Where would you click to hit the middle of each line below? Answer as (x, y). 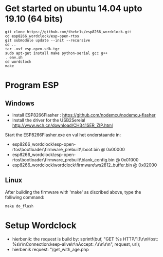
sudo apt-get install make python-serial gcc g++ (56, 53)
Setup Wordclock (41, 225)
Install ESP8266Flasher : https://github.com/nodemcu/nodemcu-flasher (84, 115)
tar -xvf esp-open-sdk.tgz (32, 49)
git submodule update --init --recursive (48, 40)
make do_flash (19, 206)
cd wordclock (18, 61)
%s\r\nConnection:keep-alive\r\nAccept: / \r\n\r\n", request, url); (76, 244)
